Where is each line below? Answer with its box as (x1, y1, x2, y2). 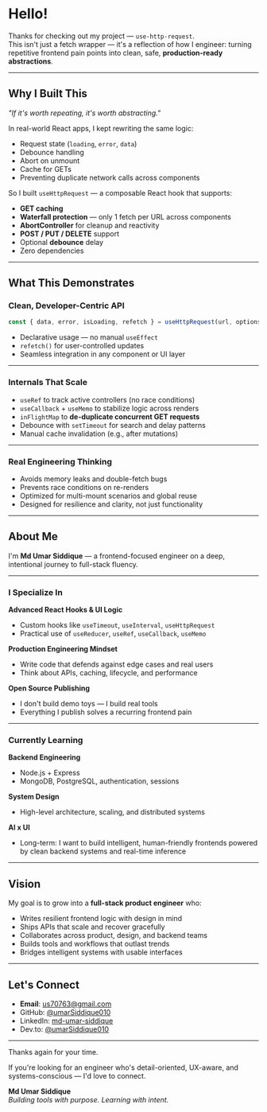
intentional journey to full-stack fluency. (8, 559, 139, 569)
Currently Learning (8, 734, 83, 745)
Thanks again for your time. (8, 1047, 99, 1056)
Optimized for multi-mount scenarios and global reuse (19, 491, 197, 500)
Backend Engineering (8, 752, 81, 762)
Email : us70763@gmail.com (19, 999, 112, 1009)
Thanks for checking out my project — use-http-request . (8, 31, 195, 41)
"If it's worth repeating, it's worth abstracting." (8, 108, 161, 118)
